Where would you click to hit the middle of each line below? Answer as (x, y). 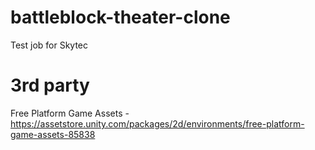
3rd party (50, 85)
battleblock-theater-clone (120, 17)
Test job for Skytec (49, 45)
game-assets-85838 (53, 134)
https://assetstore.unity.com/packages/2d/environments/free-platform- (157, 123)
